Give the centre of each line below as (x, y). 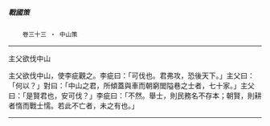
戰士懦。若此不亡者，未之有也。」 (84, 105)
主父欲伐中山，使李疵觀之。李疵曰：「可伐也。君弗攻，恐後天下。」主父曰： (131, 75)
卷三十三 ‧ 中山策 (50, 35)
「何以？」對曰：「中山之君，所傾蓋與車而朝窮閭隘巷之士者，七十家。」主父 (131, 85)
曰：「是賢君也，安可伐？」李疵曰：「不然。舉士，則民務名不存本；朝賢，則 (131, 96)
